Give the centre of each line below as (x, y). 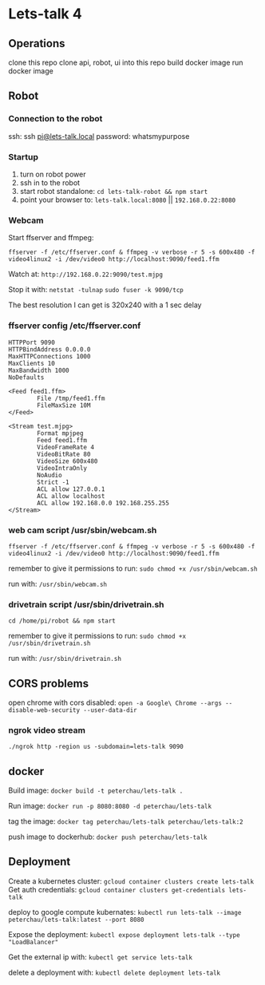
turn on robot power (53, 174)
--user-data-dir (110, 710)
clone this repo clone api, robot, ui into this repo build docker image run (126, 62)
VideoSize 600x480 (67, 461)
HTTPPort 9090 (32, 342)
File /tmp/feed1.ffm (71, 398)
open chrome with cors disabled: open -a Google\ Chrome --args (115, 702)
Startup (23, 156)
